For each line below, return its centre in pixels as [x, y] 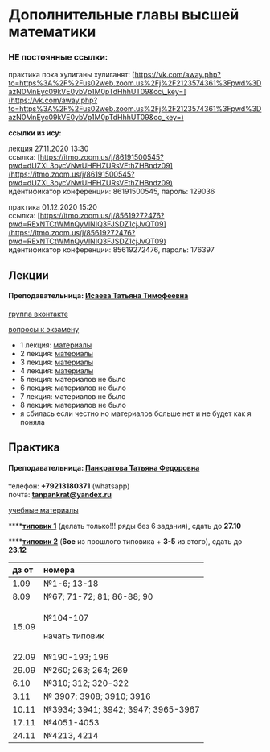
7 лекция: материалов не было [73, 397]
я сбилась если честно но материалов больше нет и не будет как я [135, 413]
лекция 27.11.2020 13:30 [49, 149]
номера [59, 570]
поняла [33, 422]
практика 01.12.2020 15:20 [53, 207]
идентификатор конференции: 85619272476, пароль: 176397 [111, 250]
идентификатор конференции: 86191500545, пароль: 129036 [112, 192]
